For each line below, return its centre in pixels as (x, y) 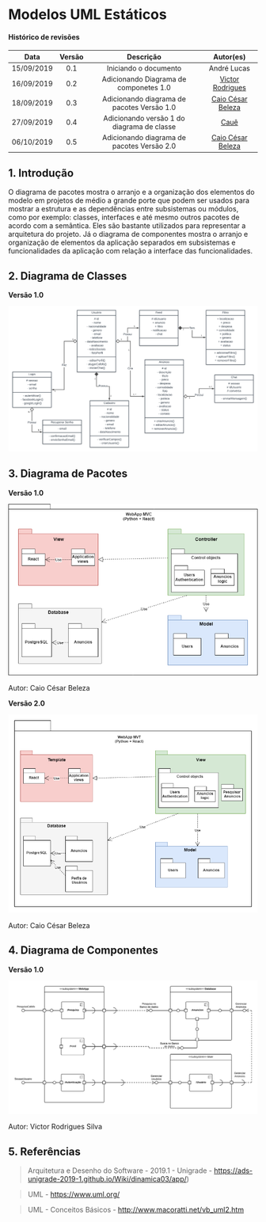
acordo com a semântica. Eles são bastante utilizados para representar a (127, 226)
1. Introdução (41, 173)
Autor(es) (230, 56)
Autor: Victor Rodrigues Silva (55, 1127)
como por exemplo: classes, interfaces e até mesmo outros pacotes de (124, 217)
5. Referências (45, 1151)
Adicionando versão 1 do (144, 118)
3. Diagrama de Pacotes (68, 474)
